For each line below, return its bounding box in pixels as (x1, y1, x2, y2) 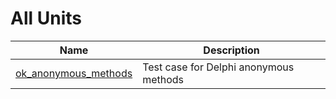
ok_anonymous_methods (15, 66, 133, 80)
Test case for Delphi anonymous (142, 60, 295, 74)
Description (203, 43, 260, 57)
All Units (10, 7, 82, 30)
